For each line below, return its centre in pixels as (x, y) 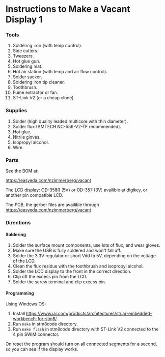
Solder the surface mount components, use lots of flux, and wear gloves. (86, 245)
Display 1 (24, 19)
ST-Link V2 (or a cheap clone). (44, 98)
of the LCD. (24, 261)
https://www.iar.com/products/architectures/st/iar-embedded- (89, 314)
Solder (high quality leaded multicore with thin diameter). (70, 121)
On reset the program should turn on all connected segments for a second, (81, 344)
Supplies (16, 111)
